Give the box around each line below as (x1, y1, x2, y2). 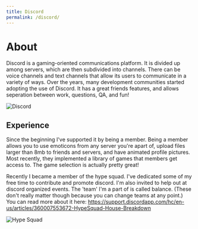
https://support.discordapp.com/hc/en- (87, 198, 185, 206)
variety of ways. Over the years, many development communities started (6, 79, 184, 86)
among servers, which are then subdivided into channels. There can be (6, 66, 181, 73)
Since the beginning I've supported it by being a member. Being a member (6, 136, 188, 143)
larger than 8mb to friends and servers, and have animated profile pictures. (6, 148, 190, 156)
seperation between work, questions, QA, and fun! (6, 91, 130, 98)
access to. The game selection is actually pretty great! (6, 162, 139, 169)
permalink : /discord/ (6, 14, 60, 20)
